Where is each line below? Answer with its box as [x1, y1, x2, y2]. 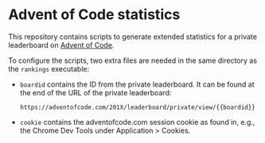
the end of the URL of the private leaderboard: [19, 87, 172, 97]
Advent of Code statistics [8, 6, 181, 24]
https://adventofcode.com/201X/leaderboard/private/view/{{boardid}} [19, 103, 256, 111]
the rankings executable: [8, 64, 90, 73]
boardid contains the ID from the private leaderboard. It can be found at [19, 79, 255, 89]
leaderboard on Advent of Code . [8, 40, 115, 49]
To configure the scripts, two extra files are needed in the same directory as [8, 56, 257, 65]
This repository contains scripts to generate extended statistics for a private [8, 32, 257, 41]
